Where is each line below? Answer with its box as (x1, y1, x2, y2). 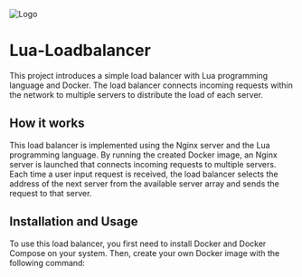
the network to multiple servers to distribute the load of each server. (9, 89, 264, 100)
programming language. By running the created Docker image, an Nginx (9, 149, 278, 160)
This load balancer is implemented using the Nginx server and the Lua (9, 139, 270, 150)
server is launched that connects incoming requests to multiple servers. (9, 158, 277, 169)
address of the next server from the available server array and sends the (9, 177, 280, 189)
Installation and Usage (9, 214, 138, 230)
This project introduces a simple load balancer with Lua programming (9, 70, 269, 81)
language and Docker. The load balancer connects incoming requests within (9, 80, 294, 91)
